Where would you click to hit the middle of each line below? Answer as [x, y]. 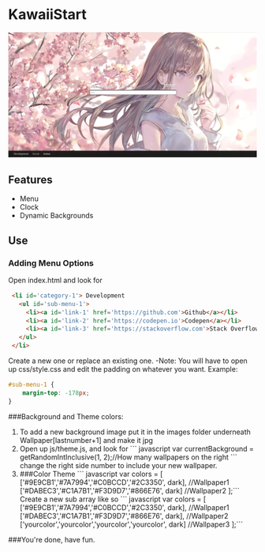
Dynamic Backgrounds [56, 216]
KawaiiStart [47, 15]
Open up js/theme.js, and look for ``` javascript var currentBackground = [136, 448]
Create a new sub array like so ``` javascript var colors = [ [113, 499]
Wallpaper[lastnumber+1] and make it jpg [86, 440]
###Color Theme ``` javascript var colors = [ [91, 474]
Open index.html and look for [55, 280]
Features [30, 180]
